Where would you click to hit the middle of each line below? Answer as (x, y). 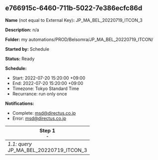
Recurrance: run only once (39, 93)
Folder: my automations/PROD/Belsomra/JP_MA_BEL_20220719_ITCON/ (79, 39)
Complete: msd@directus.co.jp (44, 113)
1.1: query (20, 144)
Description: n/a (22, 30)
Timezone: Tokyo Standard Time (46, 88)
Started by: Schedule (27, 49)
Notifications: (20, 103)
